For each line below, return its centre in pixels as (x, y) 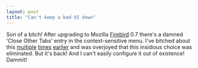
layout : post (23, 12)
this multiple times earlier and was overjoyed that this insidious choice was (99, 47)
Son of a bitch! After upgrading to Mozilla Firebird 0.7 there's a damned (94, 34)
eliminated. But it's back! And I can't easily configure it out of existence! (96, 53)
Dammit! (17, 60)
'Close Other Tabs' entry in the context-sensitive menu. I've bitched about (98, 41)
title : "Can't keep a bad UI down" (51, 17)
